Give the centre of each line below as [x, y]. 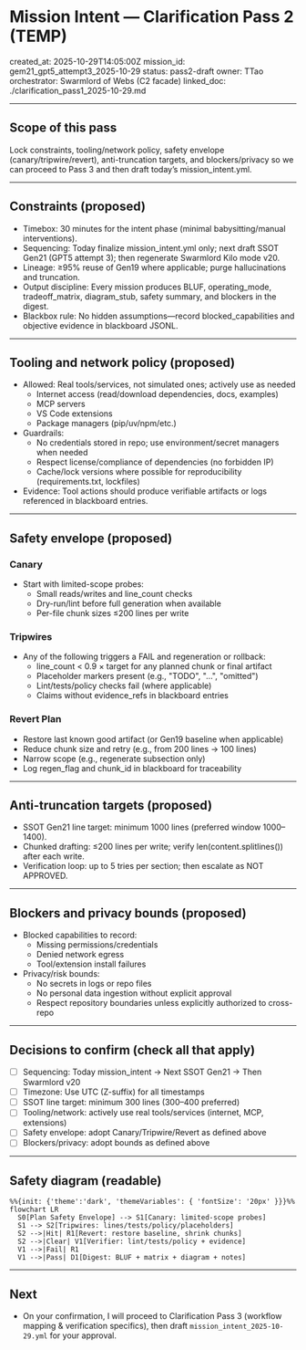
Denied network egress [80, 955]
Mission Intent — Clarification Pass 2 [152, 17]
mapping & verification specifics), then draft [105, 1326]
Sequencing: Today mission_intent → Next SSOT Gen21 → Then [142, 1072]
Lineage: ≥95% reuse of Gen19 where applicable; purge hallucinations [154, 267]
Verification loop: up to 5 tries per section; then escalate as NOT [143, 866]
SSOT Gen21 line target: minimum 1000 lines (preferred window [142, 827]
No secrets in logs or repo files [94, 984]
